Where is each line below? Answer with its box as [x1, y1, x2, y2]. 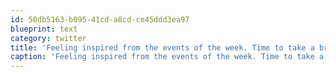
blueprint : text [10, 24, 78, 34]
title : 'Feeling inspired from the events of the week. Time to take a [10, 42, 315, 53]
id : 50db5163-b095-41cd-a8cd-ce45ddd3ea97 [10, 14, 190, 25]
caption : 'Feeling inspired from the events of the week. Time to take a [10, 52, 325, 62]
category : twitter [10, 33, 87, 43]
